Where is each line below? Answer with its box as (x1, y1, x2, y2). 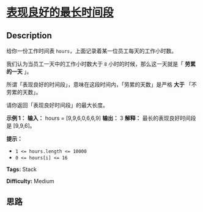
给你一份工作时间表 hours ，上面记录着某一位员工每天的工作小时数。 (6, 47, 177, 54)
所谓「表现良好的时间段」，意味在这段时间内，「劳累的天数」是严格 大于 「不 (6, 81, 197, 88)
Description (6, 30, 52, 40)
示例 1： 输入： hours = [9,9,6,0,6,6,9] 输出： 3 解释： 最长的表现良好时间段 (6, 114, 196, 122)
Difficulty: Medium (6, 178, 55, 185)
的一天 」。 (6, 68, 32, 75)
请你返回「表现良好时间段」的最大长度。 (6, 101, 108, 109)
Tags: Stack (6, 166, 37, 173)
